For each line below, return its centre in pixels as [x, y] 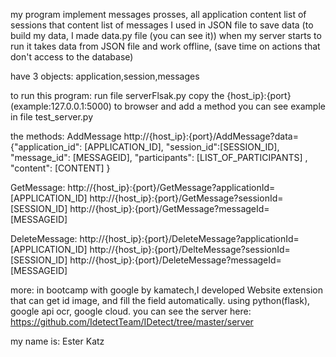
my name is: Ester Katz [57, 341]
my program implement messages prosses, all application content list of [158, 14]
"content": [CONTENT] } [60, 168]
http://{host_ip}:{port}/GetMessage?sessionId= [186, 198]
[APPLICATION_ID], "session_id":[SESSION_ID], [182, 147]
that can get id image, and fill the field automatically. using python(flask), [160, 300]
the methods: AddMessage [66, 136]
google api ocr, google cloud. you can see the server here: [131, 311]
